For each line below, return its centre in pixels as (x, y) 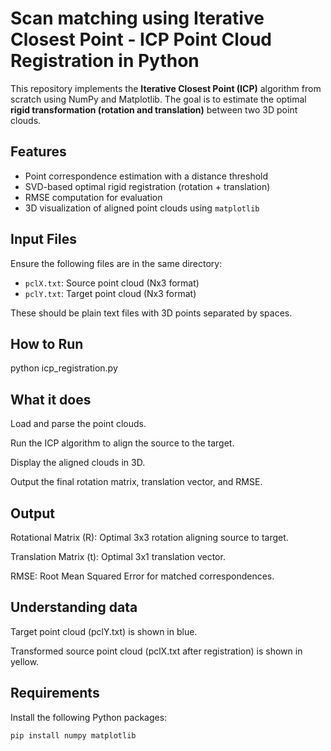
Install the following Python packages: (89, 717)
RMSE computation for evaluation (93, 197)
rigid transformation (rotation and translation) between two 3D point (154, 109)
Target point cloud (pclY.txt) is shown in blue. (104, 631)
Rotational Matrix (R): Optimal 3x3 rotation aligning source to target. (149, 537)
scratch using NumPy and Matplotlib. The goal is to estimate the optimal (158, 99)
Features (38, 152)
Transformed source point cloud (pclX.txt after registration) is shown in (156, 651)
